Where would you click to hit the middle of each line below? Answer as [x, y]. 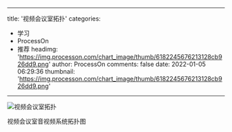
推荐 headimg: [38, 49]
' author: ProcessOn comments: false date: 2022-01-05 [127, 64]
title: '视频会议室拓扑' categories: [54, 19]
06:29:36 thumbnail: [46, 71]
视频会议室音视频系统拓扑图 [47, 121]
